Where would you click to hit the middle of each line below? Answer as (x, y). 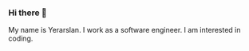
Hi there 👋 (28, 13)
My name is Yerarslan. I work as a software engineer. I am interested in (125, 30)
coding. (21, 38)
